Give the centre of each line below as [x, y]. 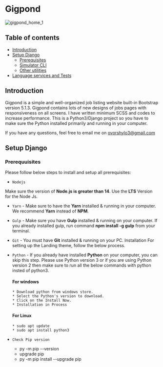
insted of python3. [31, 270]
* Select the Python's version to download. [58, 296]
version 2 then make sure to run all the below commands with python [81, 265]
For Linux [22, 316]
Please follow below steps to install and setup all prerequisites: [68, 173]
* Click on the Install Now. [42, 301]
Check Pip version [31, 340]
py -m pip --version [39, 348]
